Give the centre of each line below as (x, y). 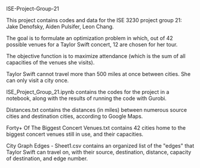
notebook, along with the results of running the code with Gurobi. (87, 98)
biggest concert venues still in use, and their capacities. (75, 134)
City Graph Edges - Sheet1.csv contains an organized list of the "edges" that (100, 146)
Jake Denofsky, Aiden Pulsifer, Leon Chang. (60, 27)
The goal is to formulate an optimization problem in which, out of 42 (90, 38)
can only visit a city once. (38, 80)
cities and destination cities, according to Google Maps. (75, 116)
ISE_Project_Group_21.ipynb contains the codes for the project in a (88, 92)
